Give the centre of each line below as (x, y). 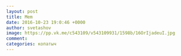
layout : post (22, 11)
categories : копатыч (32, 44)
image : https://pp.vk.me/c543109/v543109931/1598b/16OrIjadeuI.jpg (91, 33)
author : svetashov (29, 28)
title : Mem (19, 17)
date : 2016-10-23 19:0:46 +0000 (46, 22)
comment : (17, 38)
